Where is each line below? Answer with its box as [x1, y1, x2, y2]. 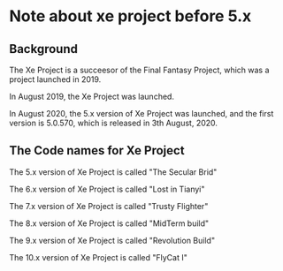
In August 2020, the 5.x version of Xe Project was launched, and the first [9, 109, 274, 118]
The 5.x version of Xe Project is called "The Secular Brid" [9, 166, 218, 177]
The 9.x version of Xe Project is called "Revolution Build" [9, 235, 215, 245]
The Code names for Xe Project [9, 143, 185, 158]
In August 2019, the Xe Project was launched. [9, 91, 175, 102]
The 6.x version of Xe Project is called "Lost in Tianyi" [9, 184, 205, 194]
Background [9, 41, 78, 56]
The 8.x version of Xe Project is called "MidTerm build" [9, 218, 210, 229]
